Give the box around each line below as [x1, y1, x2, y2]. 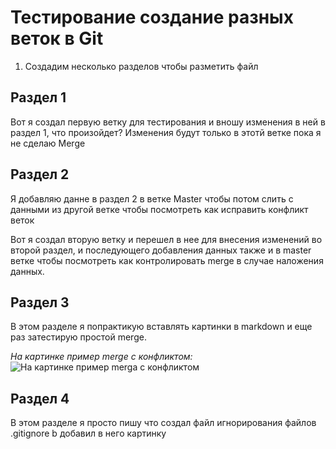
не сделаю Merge [10, 137, 86, 149]
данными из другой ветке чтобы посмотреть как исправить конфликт [10, 203, 309, 215]
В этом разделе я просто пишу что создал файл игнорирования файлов [10, 417, 317, 429]
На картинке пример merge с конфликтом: [10, 351, 193, 363]
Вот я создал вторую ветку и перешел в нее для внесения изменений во [10, 233, 323, 245]
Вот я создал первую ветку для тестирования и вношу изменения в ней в [10, 116, 326, 128]
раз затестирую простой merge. [10, 331, 147, 343]
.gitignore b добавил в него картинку [10, 427, 167, 440]
